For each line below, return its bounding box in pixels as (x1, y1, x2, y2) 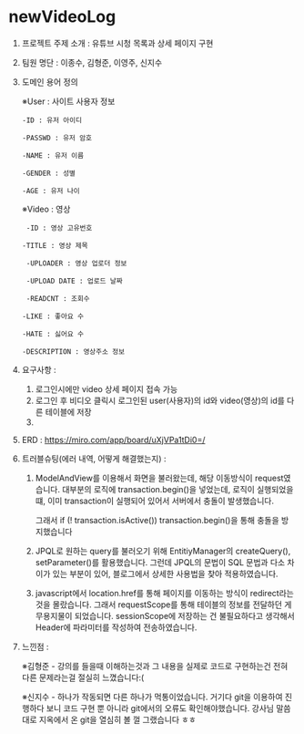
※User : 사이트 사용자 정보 (21, 96, 116, 107)
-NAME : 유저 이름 (21, 150, 84, 160)
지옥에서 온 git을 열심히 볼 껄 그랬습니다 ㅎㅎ (38, 714, 197, 725)
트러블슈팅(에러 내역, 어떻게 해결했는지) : (21, 453, 167, 464)
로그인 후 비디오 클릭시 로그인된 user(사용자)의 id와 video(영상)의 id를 (35, 395, 286, 406)
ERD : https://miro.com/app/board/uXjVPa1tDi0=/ (21, 434, 206, 445)
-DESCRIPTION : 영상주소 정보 (21, 346, 125, 357)
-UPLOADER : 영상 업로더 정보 (25, 258, 127, 268)
